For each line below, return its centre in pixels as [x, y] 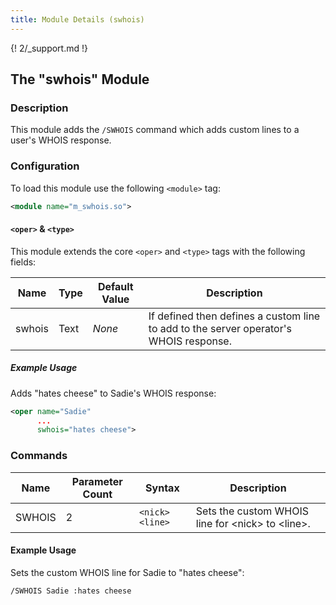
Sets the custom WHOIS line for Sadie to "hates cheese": [127, 572]
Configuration [45, 166]
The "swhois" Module [80, 79]
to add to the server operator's [220, 328]
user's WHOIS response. [61, 140]
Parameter [97, 481]
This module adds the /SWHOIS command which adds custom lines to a [155, 130]
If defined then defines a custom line [234, 316]
